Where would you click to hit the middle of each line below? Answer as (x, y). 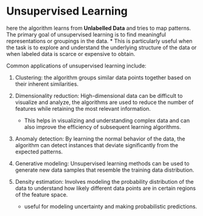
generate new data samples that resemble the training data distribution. (105, 170)
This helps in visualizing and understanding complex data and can (107, 120)
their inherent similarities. (47, 84)
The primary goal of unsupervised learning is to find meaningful (86, 34)
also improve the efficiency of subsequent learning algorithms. (102, 127)
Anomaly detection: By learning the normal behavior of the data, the (100, 139)
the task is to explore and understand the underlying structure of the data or (101, 47)
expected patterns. (39, 152)
